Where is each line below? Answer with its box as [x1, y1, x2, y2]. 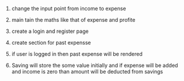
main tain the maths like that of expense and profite [11, 16, 136, 23]
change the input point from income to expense [11, 5, 127, 12]
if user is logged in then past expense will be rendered [11, 50, 143, 58]
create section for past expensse [11, 39, 91, 46]
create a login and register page [11, 28, 89, 35]
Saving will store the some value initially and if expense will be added [11, 62, 178, 69]
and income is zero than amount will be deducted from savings [11, 68, 164, 75]
